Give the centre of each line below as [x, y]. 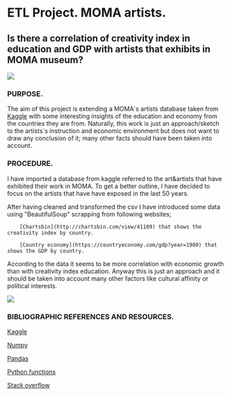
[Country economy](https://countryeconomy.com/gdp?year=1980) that [118, 245]
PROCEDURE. [30, 164]
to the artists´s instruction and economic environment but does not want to [113, 131]
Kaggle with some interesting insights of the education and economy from [112, 116]
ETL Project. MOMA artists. [87, 13]
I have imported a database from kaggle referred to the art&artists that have [114, 178]
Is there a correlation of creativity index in [99, 38]
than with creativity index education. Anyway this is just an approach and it [113, 271]
